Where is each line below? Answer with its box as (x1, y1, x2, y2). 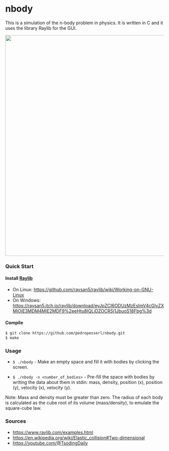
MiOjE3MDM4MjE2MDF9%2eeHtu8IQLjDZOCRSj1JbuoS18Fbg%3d (12, 308, 152, 314)
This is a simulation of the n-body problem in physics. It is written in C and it (5, 20, 163, 26)
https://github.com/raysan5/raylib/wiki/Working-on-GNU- (33, 287, 154, 293)
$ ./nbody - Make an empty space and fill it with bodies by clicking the (12, 359, 159, 365)
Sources (5, 418, 26, 425)
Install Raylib (5, 275, 33, 281)
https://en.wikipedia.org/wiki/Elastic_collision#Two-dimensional (12, 434, 145, 440)
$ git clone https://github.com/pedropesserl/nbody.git (5, 331, 125, 336)
